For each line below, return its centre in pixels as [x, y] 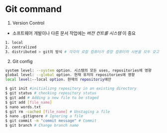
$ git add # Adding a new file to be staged [52, 98]
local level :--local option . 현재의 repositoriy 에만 [58, 80]
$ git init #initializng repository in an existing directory [71, 89]
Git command [34, 9]
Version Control [28, 23]
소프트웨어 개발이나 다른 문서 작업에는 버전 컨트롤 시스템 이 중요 [74, 33]
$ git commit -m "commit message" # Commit [51, 121]
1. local [14, 42]
